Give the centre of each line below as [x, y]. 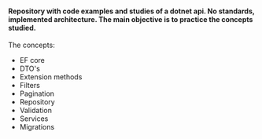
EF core [32, 60]
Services [34, 119]
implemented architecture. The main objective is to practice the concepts [131, 19]
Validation [36, 111]
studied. [22, 27]
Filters [30, 86]
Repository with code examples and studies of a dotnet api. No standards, [131, 11]
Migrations [37, 127]
